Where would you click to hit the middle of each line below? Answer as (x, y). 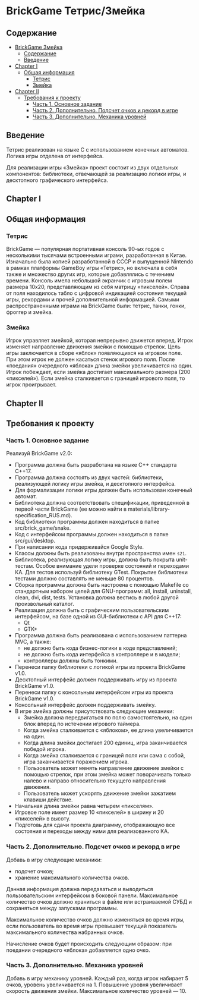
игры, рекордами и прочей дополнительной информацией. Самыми (93, 299)
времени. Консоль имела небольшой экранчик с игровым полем (89, 280)
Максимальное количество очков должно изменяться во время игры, (96, 919)
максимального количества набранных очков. (65, 932)
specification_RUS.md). (43, 515)
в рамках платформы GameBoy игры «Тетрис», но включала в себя (92, 268)
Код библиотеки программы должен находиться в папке (87, 522)
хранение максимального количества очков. (72, 878)
